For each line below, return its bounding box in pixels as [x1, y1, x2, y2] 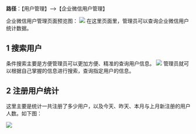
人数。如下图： [6, 110, 42, 117]
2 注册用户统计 [6, 86, 60, 96]
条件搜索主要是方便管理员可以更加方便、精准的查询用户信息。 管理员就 [6, 60, 184, 67]
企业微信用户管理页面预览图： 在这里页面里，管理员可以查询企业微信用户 [6, 17, 189, 24]
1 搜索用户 [6, 43, 43, 54]
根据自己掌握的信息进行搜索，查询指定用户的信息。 [11, 67, 135, 74]
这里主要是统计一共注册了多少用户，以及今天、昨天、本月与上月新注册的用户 [6, 103, 191, 110]
